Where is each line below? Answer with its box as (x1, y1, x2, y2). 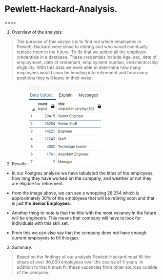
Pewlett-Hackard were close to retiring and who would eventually (16, 43, 148, 49)
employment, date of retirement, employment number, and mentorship (16, 59, 158, 65)
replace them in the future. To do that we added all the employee (16, 49, 147, 55)
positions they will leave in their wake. (16, 75, 93, 81)
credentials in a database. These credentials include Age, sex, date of (16, 54, 157, 60)
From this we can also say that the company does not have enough (11, 230, 147, 236)
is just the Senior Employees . (11, 200, 71, 206)
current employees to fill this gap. (11, 235, 80, 240)
